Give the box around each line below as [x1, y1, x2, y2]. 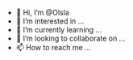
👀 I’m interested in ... [15, 16, 85, 26]
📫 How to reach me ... [15, 43, 91, 52]
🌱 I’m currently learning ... [15, 25, 102, 34]
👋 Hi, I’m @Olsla [15, 8, 70, 17]
